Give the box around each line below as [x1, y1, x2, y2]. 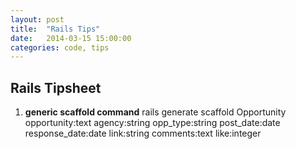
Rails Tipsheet [10, 79, 102, 96]
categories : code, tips [10, 42, 110, 53]
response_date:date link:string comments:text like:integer [24, 127, 262, 140]
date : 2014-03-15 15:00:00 [10, 33, 132, 43]
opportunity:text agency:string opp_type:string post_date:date [24, 117, 281, 129]
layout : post [10, 14, 65, 25]
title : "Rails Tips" [10, 24, 101, 34]
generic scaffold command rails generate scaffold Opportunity [24, 106, 287, 118]
